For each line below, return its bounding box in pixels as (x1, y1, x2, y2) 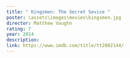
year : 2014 (6, 31, 34, 37)
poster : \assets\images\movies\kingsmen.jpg (6, 14, 121, 21)
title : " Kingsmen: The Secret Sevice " (6, 8, 111, 15)
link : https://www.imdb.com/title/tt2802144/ (6, 43, 124, 49)
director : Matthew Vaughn (6, 20, 72, 26)
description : (6, 37, 40, 43)
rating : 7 (6, 25, 32, 32)
